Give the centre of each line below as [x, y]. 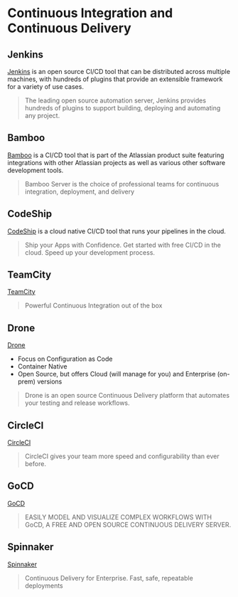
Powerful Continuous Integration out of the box [93, 306]
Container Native [42, 366]
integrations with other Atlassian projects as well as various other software [117, 162]
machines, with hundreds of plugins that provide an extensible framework [115, 79]
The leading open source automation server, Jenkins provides [115, 100]
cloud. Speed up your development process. [90, 252]
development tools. [36, 170]
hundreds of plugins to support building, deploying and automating [123, 108]
